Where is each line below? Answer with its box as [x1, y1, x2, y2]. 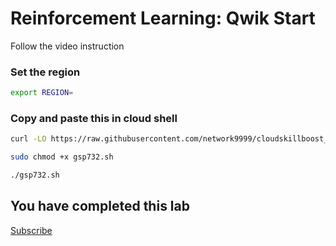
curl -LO [10, 134, 47, 144]
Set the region [10, 65, 81, 79]
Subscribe [10, 224, 53, 236]
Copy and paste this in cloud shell [10, 112, 178, 126]
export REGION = [10, 88, 74, 98]
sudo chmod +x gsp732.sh [10, 152, 114, 162]
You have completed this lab [10, 198, 190, 215]
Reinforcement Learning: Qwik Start [10, 7, 316, 30]
